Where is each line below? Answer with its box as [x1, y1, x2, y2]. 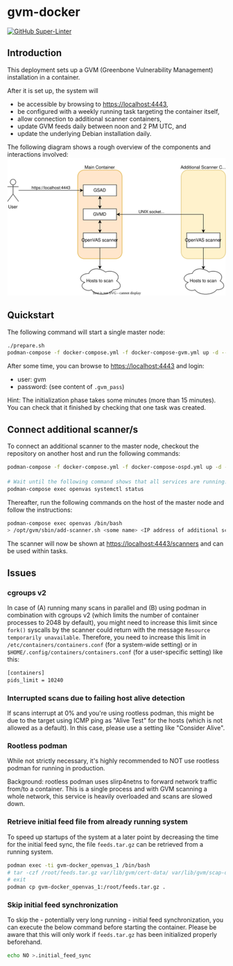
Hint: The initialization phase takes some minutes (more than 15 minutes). [7, 396, 216, 404]
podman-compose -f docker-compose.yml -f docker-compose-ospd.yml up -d [7, 464, 222, 471]
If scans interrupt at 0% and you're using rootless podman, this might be [7, 709, 215, 718]
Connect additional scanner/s [7, 424, 139, 435]
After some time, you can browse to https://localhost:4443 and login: [7, 362, 205, 370]
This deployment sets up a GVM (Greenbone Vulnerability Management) [7, 65, 214, 74]
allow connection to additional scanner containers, [17, 114, 162, 123]
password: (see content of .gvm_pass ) [17, 383, 125, 391]
